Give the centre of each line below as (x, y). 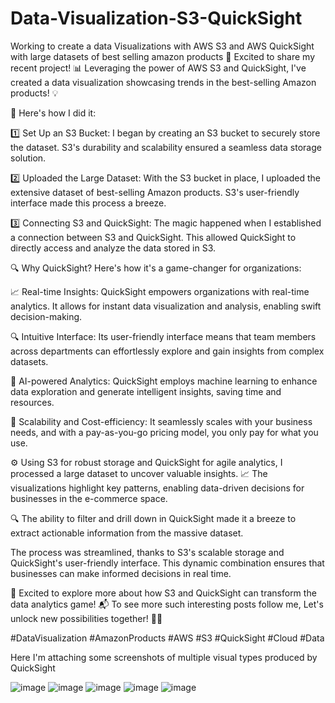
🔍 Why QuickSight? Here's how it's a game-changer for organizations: (156, 268)
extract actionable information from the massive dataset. (127, 533)
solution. (28, 158)
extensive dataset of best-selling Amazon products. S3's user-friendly (155, 192)
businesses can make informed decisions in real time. (121, 573)
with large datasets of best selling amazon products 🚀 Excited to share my (163, 56)
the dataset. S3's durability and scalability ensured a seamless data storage (166, 147)
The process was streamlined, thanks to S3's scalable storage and (147, 552)
